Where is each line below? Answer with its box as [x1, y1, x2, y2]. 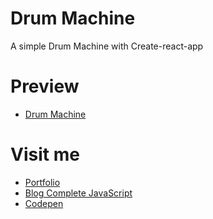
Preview [10, 75, 80, 98]
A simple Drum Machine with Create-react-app [10, 40, 204, 52]
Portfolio [24, 176, 61, 188]
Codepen [24, 197, 64, 209]
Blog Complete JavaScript [24, 187, 133, 199]
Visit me [10, 143, 80, 166]
